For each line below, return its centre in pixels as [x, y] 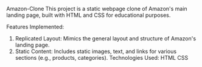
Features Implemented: [35, 27]
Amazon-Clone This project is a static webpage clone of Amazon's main [97, 9]
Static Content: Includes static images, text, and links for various [96, 51]
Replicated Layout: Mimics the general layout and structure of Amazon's [106, 38]
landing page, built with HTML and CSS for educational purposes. [89, 15]
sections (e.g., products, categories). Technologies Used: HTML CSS [102, 58]
